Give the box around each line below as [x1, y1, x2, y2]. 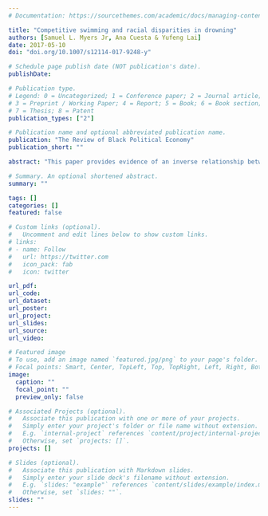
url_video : [8, 334, 45, 342]
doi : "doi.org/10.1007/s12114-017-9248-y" [8, 49, 152, 57]
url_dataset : [8, 297, 52, 305]
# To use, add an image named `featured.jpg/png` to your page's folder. [8, 356, 259, 364]
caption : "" [15, 378, 56, 386]
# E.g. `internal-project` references [8, 430, 145, 438]
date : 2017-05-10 [8, 41, 66, 49]
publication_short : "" [8, 144, 84, 152]
